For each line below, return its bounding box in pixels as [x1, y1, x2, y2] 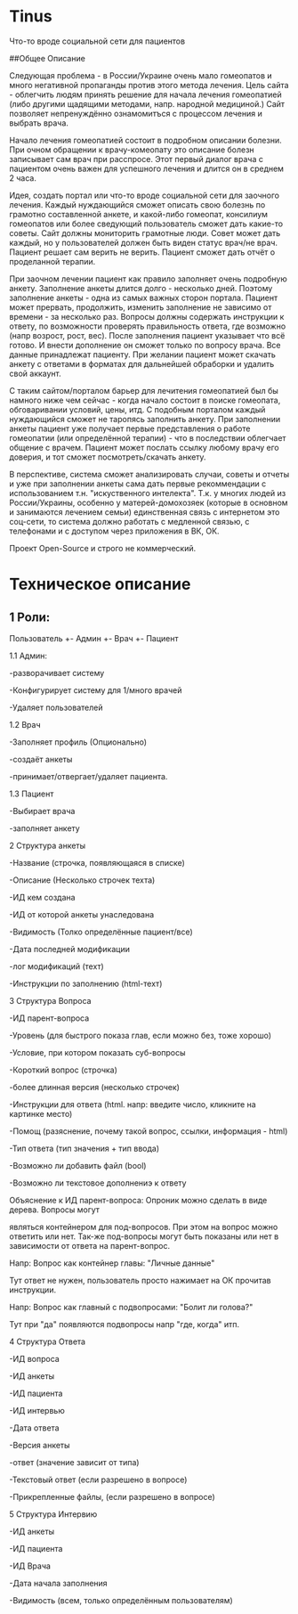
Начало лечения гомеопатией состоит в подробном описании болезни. [9, 134, 282, 145]
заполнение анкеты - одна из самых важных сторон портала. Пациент [9, 292, 278, 303]
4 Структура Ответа [9, 1336, 86, 1347]
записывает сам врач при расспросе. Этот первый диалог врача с [9, 153, 264, 164]
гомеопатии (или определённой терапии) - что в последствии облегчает [9, 432, 286, 443]
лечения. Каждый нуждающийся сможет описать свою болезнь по [9, 199, 266, 210]
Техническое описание [9, 575, 191, 594]
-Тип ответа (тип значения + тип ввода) [9, 1143, 160, 1153]
